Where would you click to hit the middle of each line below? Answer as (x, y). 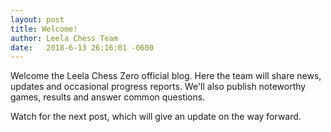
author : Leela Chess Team (64, 38)
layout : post (37, 19)
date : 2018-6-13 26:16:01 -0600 (82, 47)
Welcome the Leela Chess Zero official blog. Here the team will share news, (166, 76)
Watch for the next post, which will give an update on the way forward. (156, 117)
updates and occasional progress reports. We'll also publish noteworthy (158, 87)
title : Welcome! (44, 29)
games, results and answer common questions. (108, 97)
